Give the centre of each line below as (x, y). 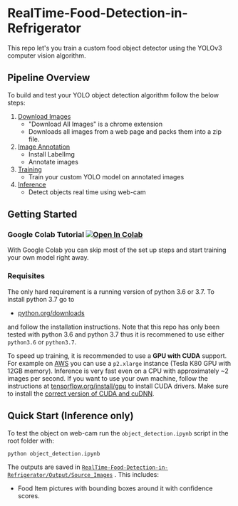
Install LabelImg (51, 154)
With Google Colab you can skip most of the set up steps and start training (117, 250)
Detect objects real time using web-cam (87, 192)
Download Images (44, 116)
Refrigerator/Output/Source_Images (60, 475)
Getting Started (42, 215)
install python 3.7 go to (41, 299)
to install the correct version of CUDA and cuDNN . (81, 394)
